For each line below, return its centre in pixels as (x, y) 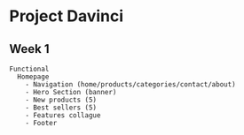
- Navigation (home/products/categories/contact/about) (131, 85)
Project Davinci (67, 16)
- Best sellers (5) (61, 108)
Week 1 (29, 49)
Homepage (33, 77)
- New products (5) (61, 100)
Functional (29, 69)
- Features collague (63, 116)
